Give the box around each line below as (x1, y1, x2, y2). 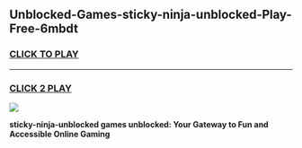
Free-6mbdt (9, 22, 79, 37)
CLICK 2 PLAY (9, 82, 72, 94)
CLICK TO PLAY (9, 48, 79, 61)
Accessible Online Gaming (9, 128, 111, 139)
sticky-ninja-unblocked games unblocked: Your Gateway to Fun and (9, 118, 269, 129)
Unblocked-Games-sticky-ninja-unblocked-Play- (9, 7, 292, 22)
